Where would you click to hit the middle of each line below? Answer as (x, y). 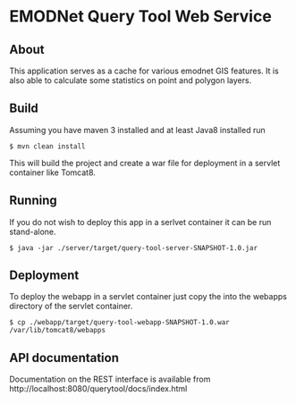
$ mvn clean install (48, 146)
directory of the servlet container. (71, 306)
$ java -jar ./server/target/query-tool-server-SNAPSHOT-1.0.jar (133, 248)
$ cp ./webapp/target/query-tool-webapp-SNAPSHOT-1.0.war (119, 323)
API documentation (64, 358)
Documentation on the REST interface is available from (110, 379)
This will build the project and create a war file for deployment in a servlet (145, 163)
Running (34, 201)
